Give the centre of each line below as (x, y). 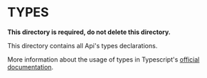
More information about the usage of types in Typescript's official (103, 59)
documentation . (31, 67)
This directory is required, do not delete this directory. (89, 32)
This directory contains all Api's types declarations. (83, 45)
